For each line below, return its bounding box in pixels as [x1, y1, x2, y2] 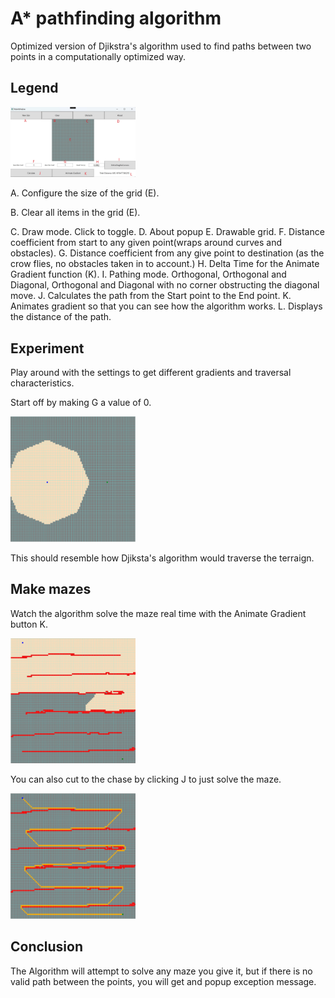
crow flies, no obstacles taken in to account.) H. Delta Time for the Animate [10, 258, 320, 270]
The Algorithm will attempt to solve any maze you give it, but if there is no [10, 965, 313, 977]
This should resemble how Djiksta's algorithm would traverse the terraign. [10, 552, 315, 564]
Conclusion [10, 938, 84, 956]
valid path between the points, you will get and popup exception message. [10, 975, 317, 987]
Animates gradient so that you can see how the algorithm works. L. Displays [10, 300, 323, 312]
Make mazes [10, 581, 92, 598]
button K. [10, 618, 48, 630]
